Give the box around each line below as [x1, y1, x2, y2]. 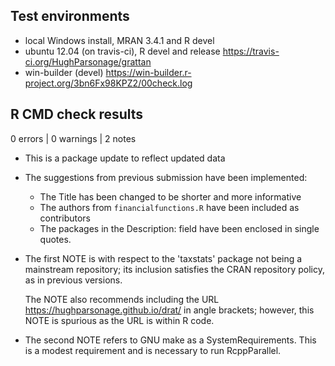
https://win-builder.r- [105, 66, 192, 78]
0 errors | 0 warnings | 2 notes [10, 132, 137, 144]
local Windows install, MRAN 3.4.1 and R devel [24, 34, 215, 46]
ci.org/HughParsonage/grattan [24, 55, 152, 68]
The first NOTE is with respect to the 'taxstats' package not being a [24, 252, 303, 264]
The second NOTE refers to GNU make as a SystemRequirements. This [24, 334, 317, 346]
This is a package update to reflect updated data [24, 152, 226, 164]
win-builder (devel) [24, 66, 104, 78]
